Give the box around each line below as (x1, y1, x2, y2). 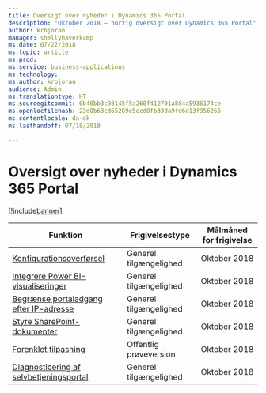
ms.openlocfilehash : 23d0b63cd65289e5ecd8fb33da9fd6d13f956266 (8, 108, 222, 115)
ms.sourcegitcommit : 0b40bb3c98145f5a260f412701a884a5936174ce (8, 100, 222, 108)
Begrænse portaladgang (12, 293, 103, 304)
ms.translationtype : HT (8, 93, 87, 100)
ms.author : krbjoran (8, 77, 77, 85)
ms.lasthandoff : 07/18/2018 (8, 122, 101, 130)
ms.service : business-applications (8, 63, 126, 71)
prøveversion (126, 349, 176, 360)
